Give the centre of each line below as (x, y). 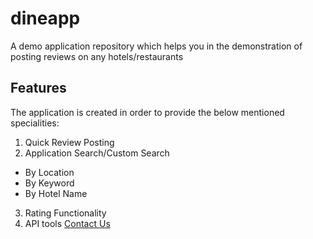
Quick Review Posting (69, 142)
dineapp (45, 18)
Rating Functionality (65, 213)
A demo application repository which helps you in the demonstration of (156, 46)
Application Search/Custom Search (97, 153)
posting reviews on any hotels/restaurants (97, 56)
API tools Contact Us (67, 223)
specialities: (35, 123)
